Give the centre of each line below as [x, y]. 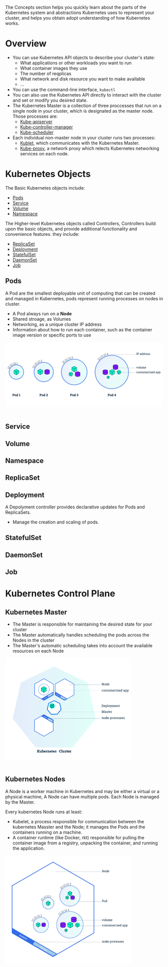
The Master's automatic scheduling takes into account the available [82, 646]
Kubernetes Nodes [35, 779]
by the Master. [20, 802]
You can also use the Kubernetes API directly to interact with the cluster [87, 95]
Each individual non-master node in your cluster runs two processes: [84, 137]
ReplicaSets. [18, 512]
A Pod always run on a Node [42, 313]
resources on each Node [38, 651]
